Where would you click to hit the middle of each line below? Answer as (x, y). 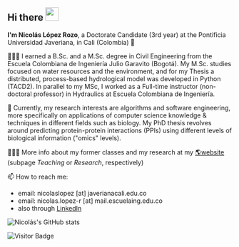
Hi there (26, 17)
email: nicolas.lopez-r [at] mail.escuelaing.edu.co (90, 201)
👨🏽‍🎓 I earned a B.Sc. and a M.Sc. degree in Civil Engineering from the (110, 56)
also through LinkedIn (50, 208)
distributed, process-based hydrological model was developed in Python (114, 78)
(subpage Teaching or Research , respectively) (76, 162)
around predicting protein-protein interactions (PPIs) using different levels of (120, 130)
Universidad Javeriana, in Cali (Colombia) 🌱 (71, 42)
